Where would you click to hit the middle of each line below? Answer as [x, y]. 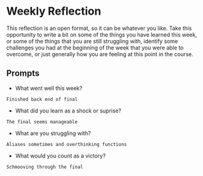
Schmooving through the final [45, 167]
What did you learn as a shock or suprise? [68, 111]
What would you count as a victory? [60, 156]
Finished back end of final [42, 99]
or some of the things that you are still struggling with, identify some [92, 41]
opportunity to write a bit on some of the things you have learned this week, [102, 34]
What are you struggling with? [53, 133]
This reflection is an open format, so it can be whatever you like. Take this [99, 28]
